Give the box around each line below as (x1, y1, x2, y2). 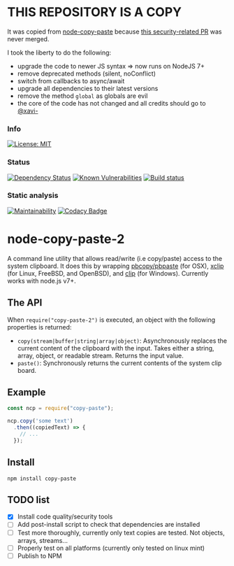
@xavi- (17, 106, 38, 115)
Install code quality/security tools (17, 512, 113, 521)
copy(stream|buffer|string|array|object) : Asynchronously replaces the (17, 337, 227, 345)
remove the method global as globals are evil (17, 92, 148, 100)
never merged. (7, 34, 50, 43)
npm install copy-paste (7, 475, 77, 482)
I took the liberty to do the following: (7, 48, 112, 57)
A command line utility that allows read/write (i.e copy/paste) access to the (7, 254, 222, 262)
